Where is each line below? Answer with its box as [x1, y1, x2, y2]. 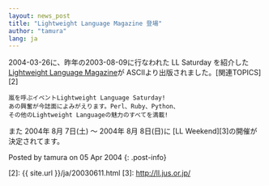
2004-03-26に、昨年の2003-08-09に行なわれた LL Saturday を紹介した [8, 57, 250, 67]
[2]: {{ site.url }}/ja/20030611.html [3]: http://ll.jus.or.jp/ [8, 168, 191, 178]
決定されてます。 [8, 137, 65, 146]
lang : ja [8, 34, 38, 43]
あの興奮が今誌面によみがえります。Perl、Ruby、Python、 [8, 103, 180, 111]
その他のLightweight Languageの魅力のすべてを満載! [8, 111, 169, 120]
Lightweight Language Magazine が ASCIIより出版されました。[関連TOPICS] [8, 68, 262, 78]
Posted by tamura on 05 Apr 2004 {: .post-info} [8, 153, 168, 163]
